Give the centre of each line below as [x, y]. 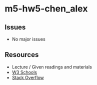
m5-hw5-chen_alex [46, 9]
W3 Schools [24, 72]
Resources [22, 55]
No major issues [28, 39]
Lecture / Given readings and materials [52, 67]
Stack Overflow [28, 77]
